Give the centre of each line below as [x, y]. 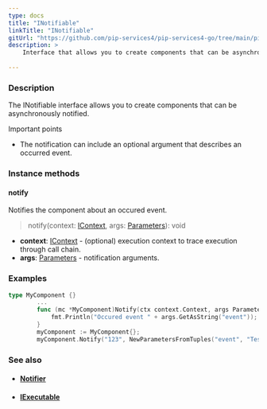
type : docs [26, 16]
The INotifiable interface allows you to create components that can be [122, 105]
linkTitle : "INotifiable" [51, 30]
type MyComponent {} [43, 295]
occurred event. [46, 153]
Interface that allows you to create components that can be [126, 53]
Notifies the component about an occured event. [88, 210]
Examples [28, 279]
